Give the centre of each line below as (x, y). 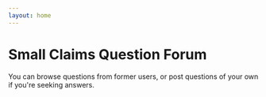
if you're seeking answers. (52, 84)
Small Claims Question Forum (108, 54)
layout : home (30, 15)
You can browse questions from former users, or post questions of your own (133, 76)
